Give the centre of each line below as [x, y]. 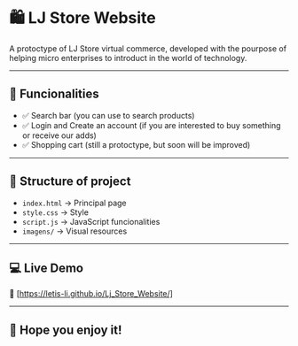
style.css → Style [55, 212]
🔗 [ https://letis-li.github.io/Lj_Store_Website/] [91, 294]
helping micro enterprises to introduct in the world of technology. [128, 58]
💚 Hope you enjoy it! [66, 330]
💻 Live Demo [47, 268]
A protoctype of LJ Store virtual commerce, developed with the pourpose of [148, 48]
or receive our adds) [59, 135]
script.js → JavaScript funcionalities [91, 221]
